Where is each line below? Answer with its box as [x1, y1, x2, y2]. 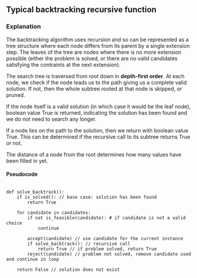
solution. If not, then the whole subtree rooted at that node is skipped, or [6, 85, 182, 92]
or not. [6, 139, 22, 147]
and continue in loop [6, 256, 60, 262]
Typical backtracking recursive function [6, 5, 157, 15]
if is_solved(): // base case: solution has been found [17, 194, 157, 200]
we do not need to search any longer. [6, 115, 97, 122]
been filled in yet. [6, 157, 48, 164]
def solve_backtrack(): [6, 189, 65, 195]
